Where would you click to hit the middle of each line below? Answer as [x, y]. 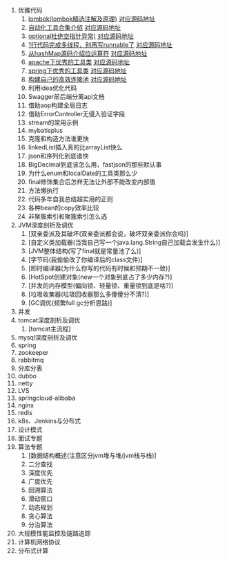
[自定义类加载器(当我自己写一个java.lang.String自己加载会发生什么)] [124, 242]
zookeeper [33, 352]
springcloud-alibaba [47, 398]
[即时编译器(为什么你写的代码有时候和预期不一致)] [99, 268]
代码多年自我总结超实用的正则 [70, 199]
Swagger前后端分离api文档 [67, 96]
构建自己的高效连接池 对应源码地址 [77, 79]
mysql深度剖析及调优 [48, 337]
